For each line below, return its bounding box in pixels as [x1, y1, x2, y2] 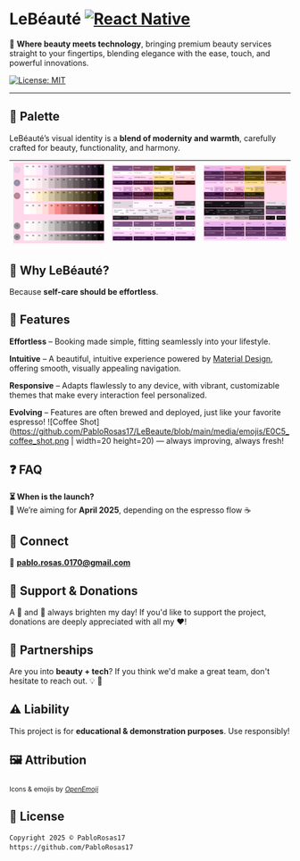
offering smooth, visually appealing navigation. [9, 363, 181, 373]
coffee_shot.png [9, 435, 70, 446]
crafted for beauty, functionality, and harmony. [9, 142, 180, 153]
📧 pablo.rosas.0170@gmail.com [9, 557, 131, 568]
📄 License [9, 808, 65, 823]
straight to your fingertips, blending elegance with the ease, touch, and [9, 47, 271, 58]
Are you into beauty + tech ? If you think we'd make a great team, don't [9, 666, 271, 677]
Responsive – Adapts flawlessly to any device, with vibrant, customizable [9, 380, 279, 390]
